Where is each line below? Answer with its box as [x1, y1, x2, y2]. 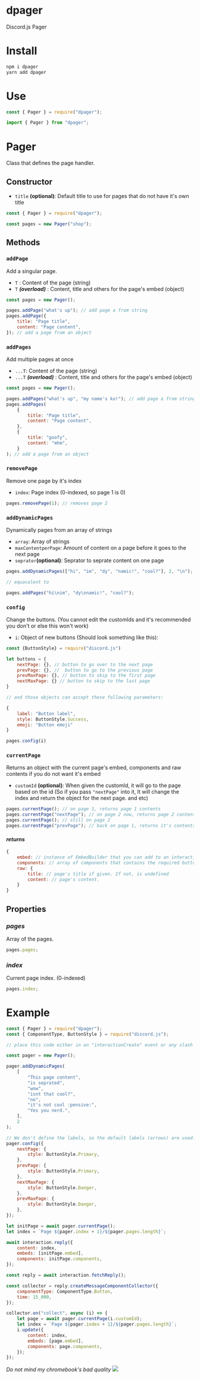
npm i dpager [6, 64, 39, 70]
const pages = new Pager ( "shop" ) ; [6, 221, 92, 227]
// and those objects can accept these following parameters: [6, 694, 164, 701]
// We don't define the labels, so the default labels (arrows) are [6, 1134, 180, 1141]
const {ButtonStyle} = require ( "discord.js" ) [6, 645, 121, 651]
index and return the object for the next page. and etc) [14, 795, 149, 802]
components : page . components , [27, 1343, 102, 1349]
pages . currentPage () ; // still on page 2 [6, 817, 111, 823]
